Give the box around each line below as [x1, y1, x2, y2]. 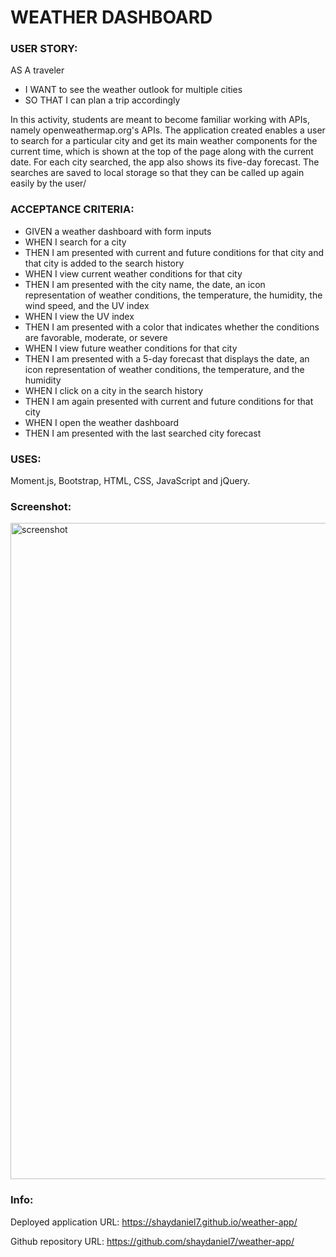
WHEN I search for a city [24, 236, 127, 248]
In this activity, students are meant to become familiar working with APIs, [10, 114, 310, 126]
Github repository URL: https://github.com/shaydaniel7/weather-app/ [10, 1235, 295, 1247]
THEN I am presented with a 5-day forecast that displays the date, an [24, 352, 310, 365]
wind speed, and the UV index [24, 299, 150, 311]
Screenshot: [10, 500, 72, 513]
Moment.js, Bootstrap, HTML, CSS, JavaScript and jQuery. [10, 475, 251, 487]
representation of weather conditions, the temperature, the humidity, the [24, 289, 323, 301]
